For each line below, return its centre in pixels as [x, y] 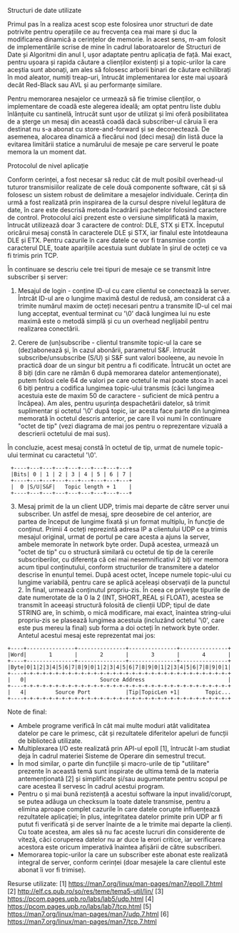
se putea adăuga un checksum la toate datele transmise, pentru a [114, 802]
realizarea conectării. [49, 329]
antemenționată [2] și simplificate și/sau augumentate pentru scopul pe [122, 779]
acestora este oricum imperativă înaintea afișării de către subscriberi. [119, 847]
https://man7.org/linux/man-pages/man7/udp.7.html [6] [88, 914]
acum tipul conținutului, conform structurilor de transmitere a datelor [118, 567]
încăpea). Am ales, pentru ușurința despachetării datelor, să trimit [114, 403]
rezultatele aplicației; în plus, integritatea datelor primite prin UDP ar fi [120, 817]
